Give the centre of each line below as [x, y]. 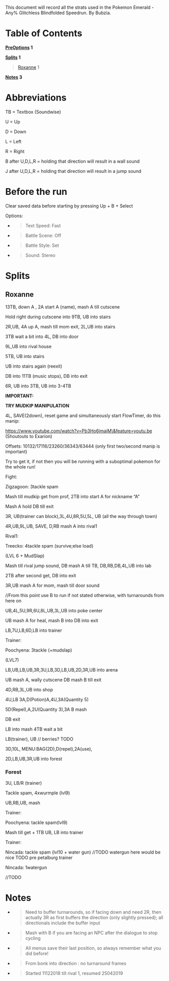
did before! [37, 953]
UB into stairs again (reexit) [34, 366]
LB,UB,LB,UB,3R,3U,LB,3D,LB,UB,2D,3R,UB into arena [62, 669]
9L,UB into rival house [29, 346]
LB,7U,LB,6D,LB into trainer [34, 630]
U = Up [13, 121]
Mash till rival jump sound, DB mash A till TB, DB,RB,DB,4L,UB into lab [78, 565]
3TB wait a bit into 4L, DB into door [42, 337]
